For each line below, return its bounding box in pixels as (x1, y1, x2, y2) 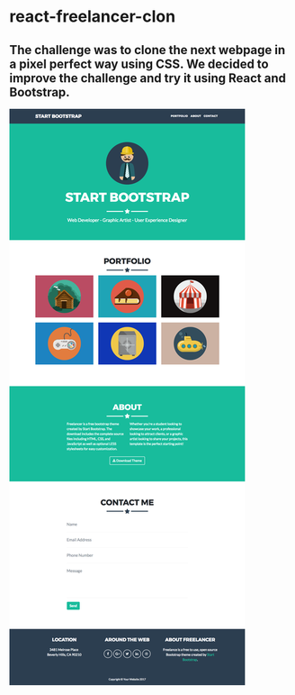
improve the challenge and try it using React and (9, 70, 286, 86)
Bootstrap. (9, 84, 70, 100)
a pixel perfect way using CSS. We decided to (9, 56, 269, 71)
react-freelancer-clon (9, 6, 176, 27)
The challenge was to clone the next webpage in (9, 42, 286, 58)
